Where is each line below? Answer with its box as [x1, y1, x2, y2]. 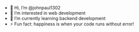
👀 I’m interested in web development [10, 10, 86, 16]
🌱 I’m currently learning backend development [10, 15, 106, 21]
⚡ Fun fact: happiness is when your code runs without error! [10, 21, 134, 27]
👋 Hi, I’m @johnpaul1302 [10, 5, 61, 10]
